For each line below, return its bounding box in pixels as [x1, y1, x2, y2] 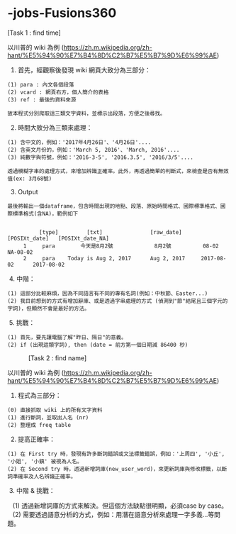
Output [17, 187, 38, 196]
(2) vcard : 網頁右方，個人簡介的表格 [7, 89, 109, 96]
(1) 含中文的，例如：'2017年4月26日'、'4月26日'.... [7, 138, 151, 146]
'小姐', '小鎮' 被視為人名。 [7, 457, 83, 465]
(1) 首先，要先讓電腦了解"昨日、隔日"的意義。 [7, 333, 127, 341]
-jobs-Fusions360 [7, 5, 117, 21]
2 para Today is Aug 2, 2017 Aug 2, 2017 [23, 255, 186, 262]
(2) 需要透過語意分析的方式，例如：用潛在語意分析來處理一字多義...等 [12, 510, 215, 518]
